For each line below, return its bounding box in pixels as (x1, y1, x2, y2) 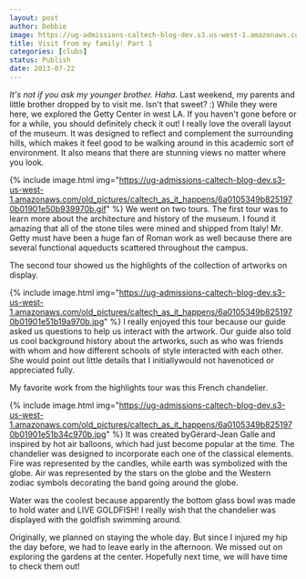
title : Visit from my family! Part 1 (9, 38, 153, 48)
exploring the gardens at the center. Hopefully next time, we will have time (9, 551, 289, 562)
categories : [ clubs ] (9, 47, 88, 56)
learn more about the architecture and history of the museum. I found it (9, 213, 276, 224)
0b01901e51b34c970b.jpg (9, 429, 107, 440)
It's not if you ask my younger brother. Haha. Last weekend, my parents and (9, 88, 296, 100)
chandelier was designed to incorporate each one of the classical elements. (9, 448, 294, 459)
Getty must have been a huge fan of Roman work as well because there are (9, 232, 292, 243)
